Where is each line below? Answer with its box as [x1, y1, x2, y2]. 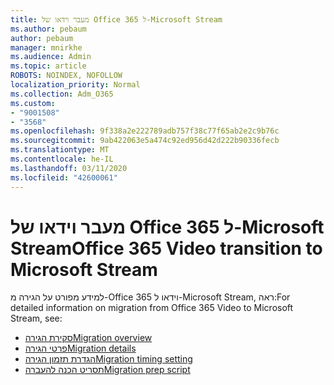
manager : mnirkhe [10, 42, 83, 53]
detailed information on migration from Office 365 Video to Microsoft [10, 302, 294, 314]
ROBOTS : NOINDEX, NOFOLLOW [10, 71, 123, 81]
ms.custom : [10, 98, 56, 108]
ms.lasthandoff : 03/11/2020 [10, 163, 128, 173]
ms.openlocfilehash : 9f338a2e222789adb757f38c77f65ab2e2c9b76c [10, 126, 280, 136]
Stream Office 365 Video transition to [10, 237, 323, 260]
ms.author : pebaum [10, 24, 87, 34]
